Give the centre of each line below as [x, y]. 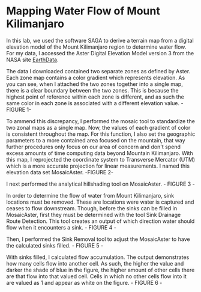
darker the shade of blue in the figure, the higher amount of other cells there [100, 270]
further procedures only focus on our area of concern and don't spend [94, 147]
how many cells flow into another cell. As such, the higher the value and [95, 263]
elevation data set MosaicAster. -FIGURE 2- [60, 172]
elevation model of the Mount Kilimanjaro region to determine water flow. [96, 47]
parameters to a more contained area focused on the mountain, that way [96, 140]
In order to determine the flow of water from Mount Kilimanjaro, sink [90, 195]
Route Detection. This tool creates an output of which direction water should [100, 221]
